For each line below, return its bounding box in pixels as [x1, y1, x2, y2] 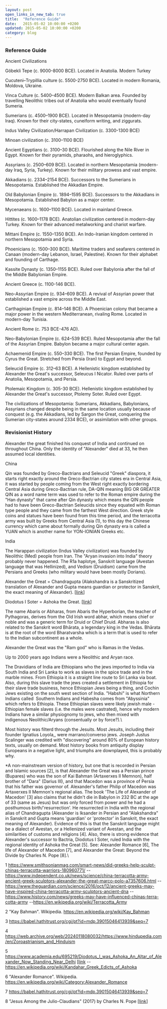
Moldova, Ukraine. [5, 83, 43, 89]
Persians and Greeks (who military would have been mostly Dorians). [5, 568, 147, 575]
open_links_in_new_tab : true [5, 12, 66, 17]
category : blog [5, 30, 37, 35]
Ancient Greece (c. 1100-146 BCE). [5, 281, 76, 287]
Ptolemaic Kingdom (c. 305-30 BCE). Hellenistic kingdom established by [5, 386, 154, 392]
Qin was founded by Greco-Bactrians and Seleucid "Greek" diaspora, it [5, 470, 151, 476]
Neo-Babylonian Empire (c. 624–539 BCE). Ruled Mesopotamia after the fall [5, 336, 161, 341]
